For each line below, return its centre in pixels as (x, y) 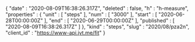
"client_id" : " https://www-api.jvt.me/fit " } (55, 33)
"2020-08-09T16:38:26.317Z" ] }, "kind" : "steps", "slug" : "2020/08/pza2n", (97, 26)
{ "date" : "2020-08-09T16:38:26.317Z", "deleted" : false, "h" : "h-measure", (97, 8)
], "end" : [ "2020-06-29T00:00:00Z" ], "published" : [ (109, 20)
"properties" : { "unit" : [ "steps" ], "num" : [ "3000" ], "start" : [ (81, 14)
